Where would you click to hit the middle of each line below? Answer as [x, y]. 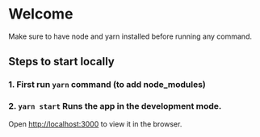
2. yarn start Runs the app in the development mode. [115, 106]
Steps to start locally [61, 62]
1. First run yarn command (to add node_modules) [107, 85]
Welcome [41, 14]
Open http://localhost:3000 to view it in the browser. [95, 124]
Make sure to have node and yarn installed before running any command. [130, 36]
